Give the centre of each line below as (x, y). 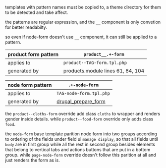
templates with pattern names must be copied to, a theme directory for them (83, 7)
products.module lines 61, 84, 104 (104, 71)
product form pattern (33, 54)
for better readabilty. (26, 27)
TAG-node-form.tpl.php (83, 93)
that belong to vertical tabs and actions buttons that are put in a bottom (78, 150)
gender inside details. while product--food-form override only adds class (79, 119)
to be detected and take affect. (37, 12)
